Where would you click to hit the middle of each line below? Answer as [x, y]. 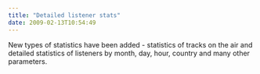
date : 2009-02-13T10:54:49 [52, 23]
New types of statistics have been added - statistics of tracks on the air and [130, 44]
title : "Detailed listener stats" [65, 15]
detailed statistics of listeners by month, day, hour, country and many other [129, 53]
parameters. [28, 61]
